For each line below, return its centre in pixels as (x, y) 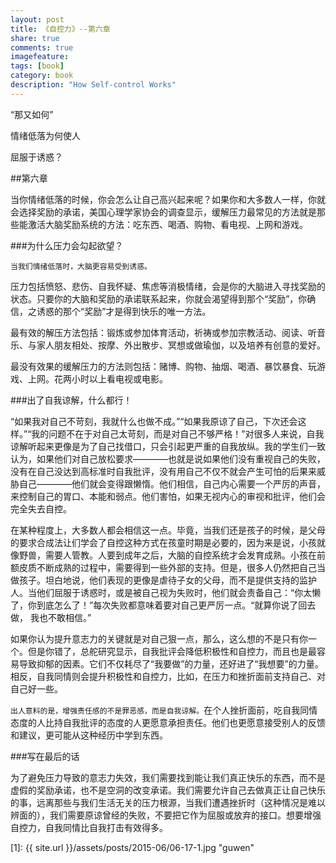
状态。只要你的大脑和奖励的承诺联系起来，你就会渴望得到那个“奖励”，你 (159, 298)
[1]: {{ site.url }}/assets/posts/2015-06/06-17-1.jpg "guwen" (132, 847)
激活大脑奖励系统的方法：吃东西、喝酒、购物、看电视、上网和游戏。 (167, 224)
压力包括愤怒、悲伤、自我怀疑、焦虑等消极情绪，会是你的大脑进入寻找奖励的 (168, 286)
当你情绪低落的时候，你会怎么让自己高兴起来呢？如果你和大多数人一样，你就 (168, 199)
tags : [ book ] (37, 66)
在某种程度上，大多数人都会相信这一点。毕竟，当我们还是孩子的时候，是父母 (168, 530)
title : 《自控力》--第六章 (60, 29)
